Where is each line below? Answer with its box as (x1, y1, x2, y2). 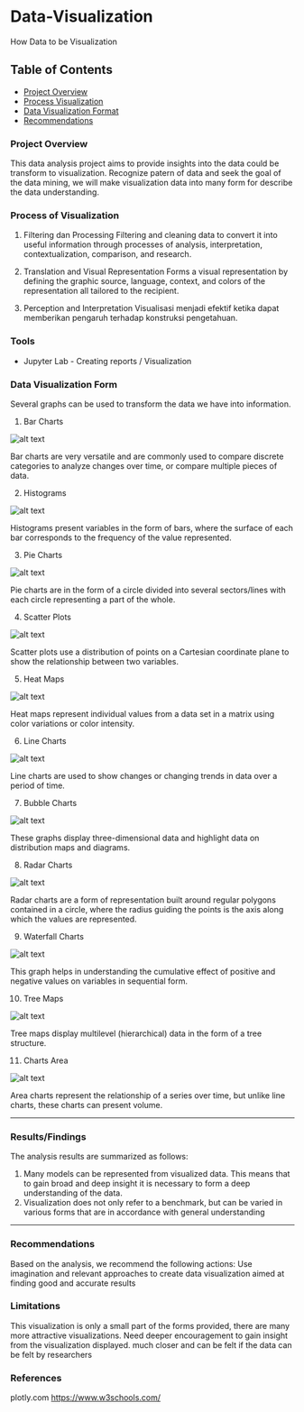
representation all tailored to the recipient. (23, 286, 180, 297)
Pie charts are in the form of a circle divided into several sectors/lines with (10, 584, 287, 595)
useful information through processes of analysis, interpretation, (23, 239, 263, 250)
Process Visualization (23, 96, 104, 106)
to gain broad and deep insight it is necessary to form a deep (23, 1178, 251, 1189)
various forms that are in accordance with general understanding (23, 1206, 265, 1218)
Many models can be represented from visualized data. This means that (23, 1169, 290, 1179)
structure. (10, 1037, 47, 1048)
